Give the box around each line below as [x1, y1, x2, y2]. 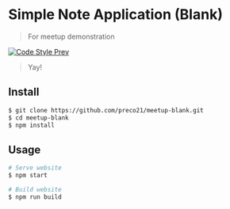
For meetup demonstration [27, 32, 115, 41]
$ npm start [8, 172, 48, 180]
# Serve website [8, 164, 62, 172]
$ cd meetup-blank [8, 113, 69, 122]
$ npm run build [8, 192, 62, 201]
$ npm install [8, 121, 56, 129]
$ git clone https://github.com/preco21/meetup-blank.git [8, 106, 204, 114]
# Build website [8, 185, 62, 193]
